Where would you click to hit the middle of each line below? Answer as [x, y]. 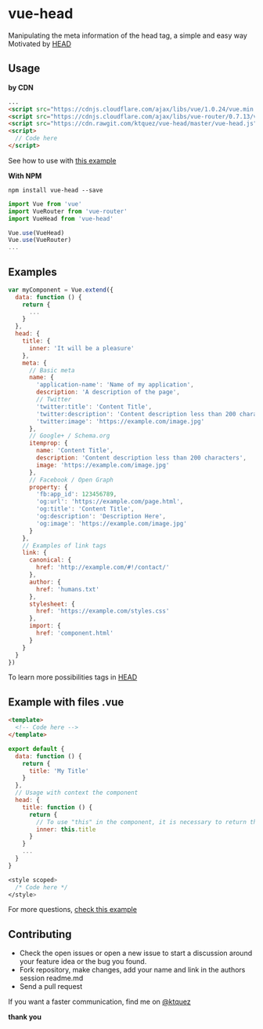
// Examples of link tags [65, 546]
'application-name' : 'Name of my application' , [115, 385]
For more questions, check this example [72, 910]
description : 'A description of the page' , [108, 392]
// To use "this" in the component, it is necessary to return [141, 822]
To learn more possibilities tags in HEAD [73, 677]
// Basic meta [52, 370]
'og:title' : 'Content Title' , [85, 509]
